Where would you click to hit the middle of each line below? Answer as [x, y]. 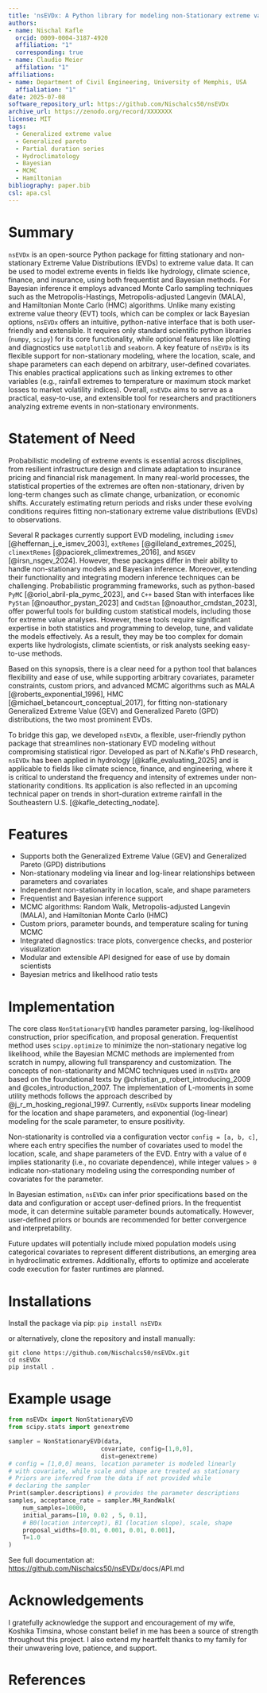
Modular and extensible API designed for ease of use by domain [125, 958]
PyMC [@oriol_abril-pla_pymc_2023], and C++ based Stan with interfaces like [132, 594]
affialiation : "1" [46, 89]
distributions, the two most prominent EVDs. [80, 719]
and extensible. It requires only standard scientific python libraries [143, 330]
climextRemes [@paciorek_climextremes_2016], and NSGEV [102, 552]
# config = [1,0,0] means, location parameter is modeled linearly [122, 1463]
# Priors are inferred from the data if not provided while [110, 1478]
